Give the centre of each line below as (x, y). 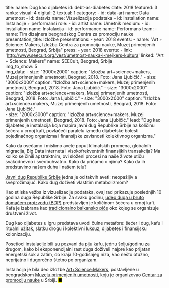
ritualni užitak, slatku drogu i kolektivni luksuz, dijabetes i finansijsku (76, 228)
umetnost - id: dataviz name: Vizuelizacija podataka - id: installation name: (82, 18)
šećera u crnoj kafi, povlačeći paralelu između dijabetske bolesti (72, 130)
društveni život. (21, 213)
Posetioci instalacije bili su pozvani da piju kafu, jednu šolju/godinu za (78, 244)
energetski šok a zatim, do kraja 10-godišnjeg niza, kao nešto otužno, (77, 254)
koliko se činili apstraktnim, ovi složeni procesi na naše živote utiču (75, 156)
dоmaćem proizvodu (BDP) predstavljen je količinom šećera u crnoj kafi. (80, 203)
